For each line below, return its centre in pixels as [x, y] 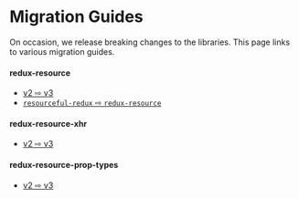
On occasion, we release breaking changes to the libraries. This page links [150, 42]
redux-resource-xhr [48, 123]
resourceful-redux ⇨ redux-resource [92, 103]
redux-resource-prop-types [64, 164]
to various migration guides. [62, 51]
